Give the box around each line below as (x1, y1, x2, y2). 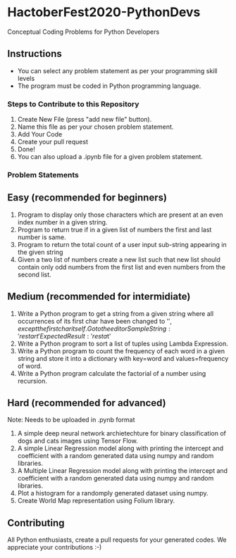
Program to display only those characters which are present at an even (17, 210, 223, 219)
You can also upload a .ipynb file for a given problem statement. (17, 153, 203, 161)
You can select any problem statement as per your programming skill (17, 66, 218, 75)
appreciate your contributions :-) (7, 543, 102, 552)
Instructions (7, 48, 62, 60)
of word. (17, 362, 42, 370)
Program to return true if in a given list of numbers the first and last (17, 225, 212, 234)
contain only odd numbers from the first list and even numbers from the (17, 262, 225, 271)
